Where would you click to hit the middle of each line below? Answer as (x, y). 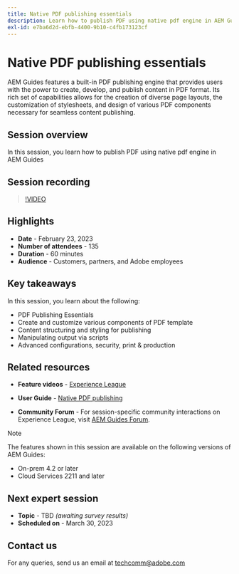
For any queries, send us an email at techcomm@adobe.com (96, 563)
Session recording (49, 182)
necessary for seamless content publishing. (71, 113)
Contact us (32, 546)
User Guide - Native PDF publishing (70, 398)
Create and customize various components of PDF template (105, 322)
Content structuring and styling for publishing (84, 330)
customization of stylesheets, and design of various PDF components (109, 105)
